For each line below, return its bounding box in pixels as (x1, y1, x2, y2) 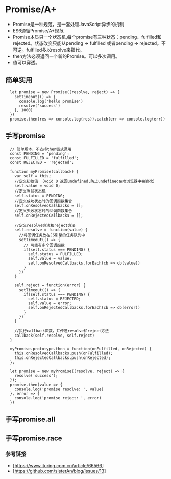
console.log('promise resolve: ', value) (14, 387, 104, 392)
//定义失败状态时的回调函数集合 (14, 208, 72, 213)
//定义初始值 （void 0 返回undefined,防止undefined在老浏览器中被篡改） (14, 179, 157, 184)
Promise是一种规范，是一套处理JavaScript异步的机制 (12, 21, 124, 27)
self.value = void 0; (14, 183, 60, 188)
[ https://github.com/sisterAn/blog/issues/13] (12, 468, 106, 474)
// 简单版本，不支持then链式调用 (10, 147, 72, 152)
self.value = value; (28, 256, 72, 261)
